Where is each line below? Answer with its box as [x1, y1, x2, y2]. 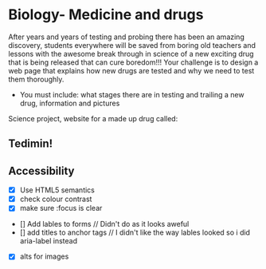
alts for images [19, 251, 69, 261]
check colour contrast [19, 194, 92, 204]
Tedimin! [8, 137, 53, 151]
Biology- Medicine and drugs [8, 6, 204, 24]
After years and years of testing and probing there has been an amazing [8, 32, 244, 42]
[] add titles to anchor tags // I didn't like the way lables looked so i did [19, 227, 251, 237]
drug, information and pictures [19, 98, 120, 108]
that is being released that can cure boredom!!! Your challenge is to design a [8, 57, 259, 67]
